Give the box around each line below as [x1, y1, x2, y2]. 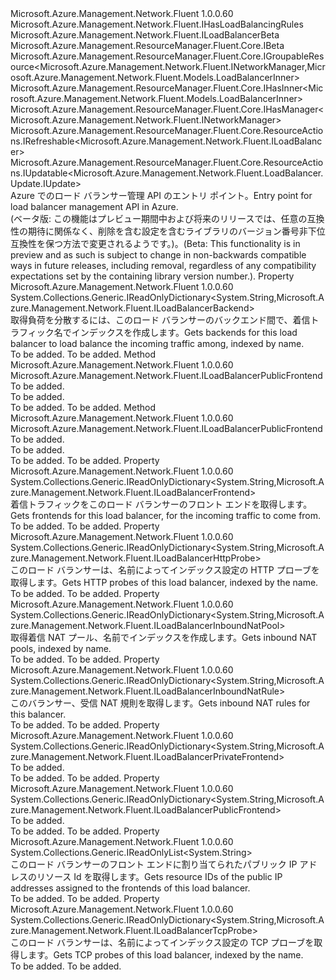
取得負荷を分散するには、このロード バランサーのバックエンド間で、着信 [10, 314, 311, 326]
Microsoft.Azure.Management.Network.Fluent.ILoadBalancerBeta [10, 29, 280, 41]
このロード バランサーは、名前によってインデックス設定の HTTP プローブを [10, 564, 320, 576]
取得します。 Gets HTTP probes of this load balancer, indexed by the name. [10, 577, 319, 588]
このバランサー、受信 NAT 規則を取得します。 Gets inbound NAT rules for [10, 697, 311, 709]
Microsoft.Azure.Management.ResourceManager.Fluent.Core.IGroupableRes [10, 50, 325, 62]
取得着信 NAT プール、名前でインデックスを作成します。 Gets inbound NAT [10, 632, 318, 643]
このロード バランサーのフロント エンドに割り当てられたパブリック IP [10, 858, 298, 870]
